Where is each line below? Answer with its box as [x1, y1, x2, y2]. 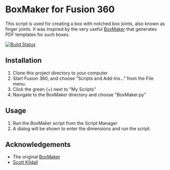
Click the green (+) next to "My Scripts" [12, 86, 96, 92]
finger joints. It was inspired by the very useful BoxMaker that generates [5, 26, 157, 32]
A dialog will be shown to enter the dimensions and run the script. [12, 125, 151, 132]
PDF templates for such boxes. [5, 31, 70, 37]
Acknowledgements [5, 140, 71, 149]
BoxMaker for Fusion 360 [5, 4, 115, 15]
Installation [5, 56, 42, 65]
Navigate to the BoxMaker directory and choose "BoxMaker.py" [12, 91, 147, 98]
